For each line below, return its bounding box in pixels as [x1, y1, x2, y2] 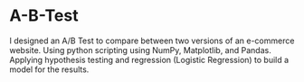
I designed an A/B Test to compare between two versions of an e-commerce [9, 35, 295, 46]
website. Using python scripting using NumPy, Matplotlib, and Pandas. [9, 44, 271, 55]
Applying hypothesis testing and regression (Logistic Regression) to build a [9, 54, 290, 65]
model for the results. [9, 64, 90, 75]
